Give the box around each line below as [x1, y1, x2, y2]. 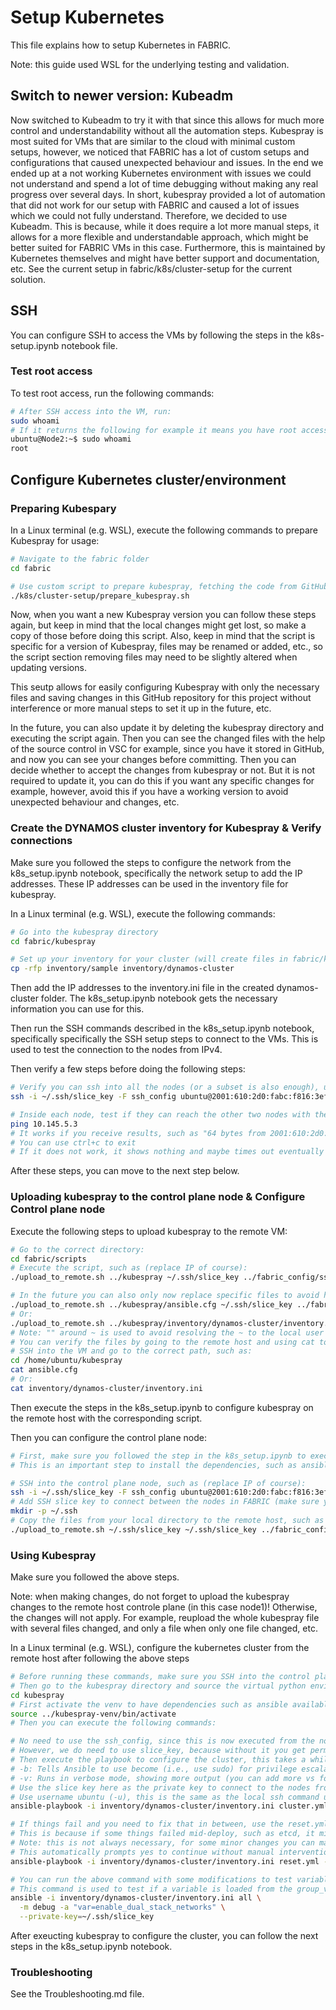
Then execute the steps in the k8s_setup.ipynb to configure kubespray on [10, 1401, 314, 1413]
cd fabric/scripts [10, 1254, 87, 1264]
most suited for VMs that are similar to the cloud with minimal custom [10, 135, 296, 147]
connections [10, 834, 73, 848]
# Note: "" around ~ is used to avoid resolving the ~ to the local [10, 1327, 302, 1338]
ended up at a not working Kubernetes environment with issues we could [10, 167, 312, 179]
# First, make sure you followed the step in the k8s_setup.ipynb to [10, 1451, 307, 1461]
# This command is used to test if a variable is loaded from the [10, 1884, 293, 1894]
